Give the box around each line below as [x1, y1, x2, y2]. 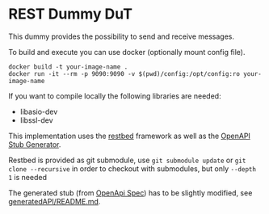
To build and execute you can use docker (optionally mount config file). [8, 47, 246, 57]
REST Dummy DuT [8, 5, 133, 23]
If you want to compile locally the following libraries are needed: [8, 90, 221, 101]
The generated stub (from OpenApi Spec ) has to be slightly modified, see [8, 187, 253, 198]
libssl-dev [19, 115, 54, 125]
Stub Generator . [8, 139, 61, 149]
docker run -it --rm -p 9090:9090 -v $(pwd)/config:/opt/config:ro [8, 69, 241, 78]
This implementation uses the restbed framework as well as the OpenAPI [8, 131, 250, 141]
